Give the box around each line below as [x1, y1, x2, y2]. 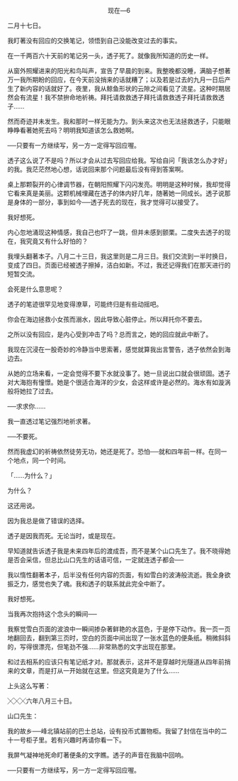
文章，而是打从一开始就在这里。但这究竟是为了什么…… [19, 667, 180, 674]
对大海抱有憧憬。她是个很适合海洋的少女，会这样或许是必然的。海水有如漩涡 [7, 378, 231, 386]
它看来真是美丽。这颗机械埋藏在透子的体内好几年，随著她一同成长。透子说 [7, 189, 225, 197]
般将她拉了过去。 [7, 387, 57, 395]
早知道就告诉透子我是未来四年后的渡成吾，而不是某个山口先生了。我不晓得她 [7, 547, 231, 555]
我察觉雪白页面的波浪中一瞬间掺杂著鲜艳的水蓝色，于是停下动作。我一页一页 [7, 625, 231, 633]
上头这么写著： [7, 682, 51, 690]
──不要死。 [7, 432, 41, 440]
